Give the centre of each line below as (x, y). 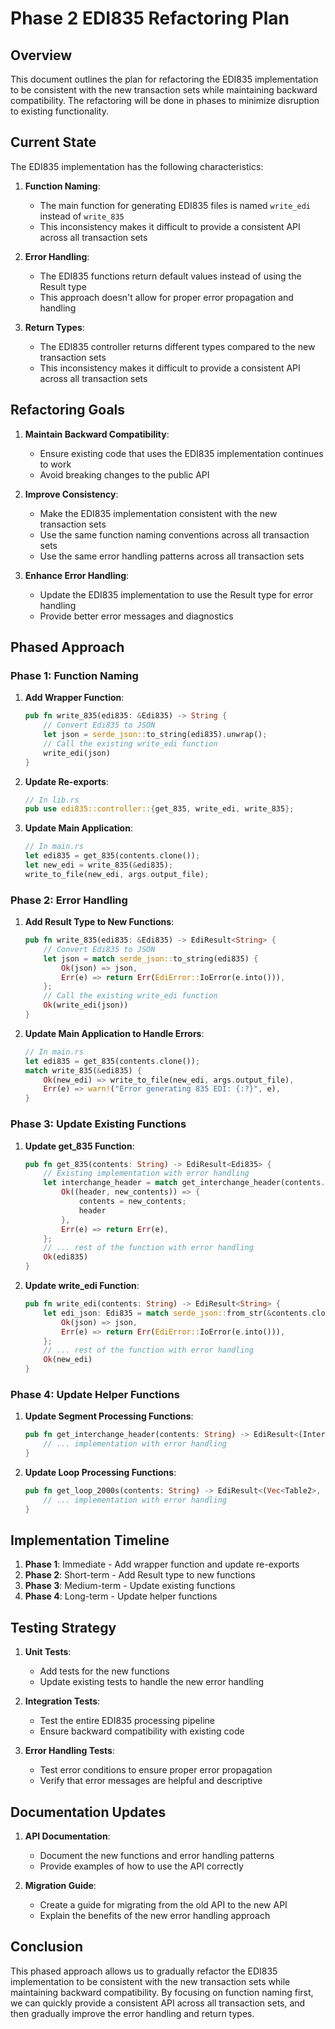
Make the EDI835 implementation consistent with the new (158, 513)
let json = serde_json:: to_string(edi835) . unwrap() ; (155, 735)
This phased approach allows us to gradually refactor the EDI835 (144, 1971)
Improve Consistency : (71, 494)
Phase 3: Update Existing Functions (98, 1124)
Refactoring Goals (68, 410)
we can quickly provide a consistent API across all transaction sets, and (158, 2003)
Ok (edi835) (66, 1257)
